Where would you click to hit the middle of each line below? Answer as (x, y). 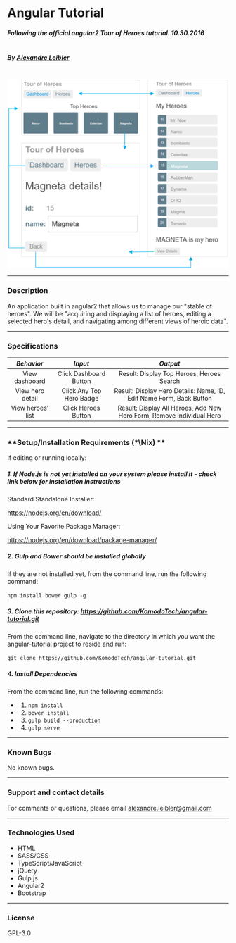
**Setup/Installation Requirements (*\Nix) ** (86, 442)
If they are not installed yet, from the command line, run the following (107, 574)
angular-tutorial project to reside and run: (67, 644)
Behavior (30, 363)
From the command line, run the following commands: (85, 691)
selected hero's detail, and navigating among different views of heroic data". (118, 321)
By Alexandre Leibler (38, 57)
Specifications (33, 346)
